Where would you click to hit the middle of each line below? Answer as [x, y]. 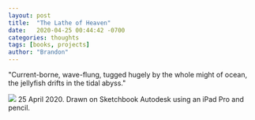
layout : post [30, 15]
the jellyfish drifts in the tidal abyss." [67, 83]
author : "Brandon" [38, 52]
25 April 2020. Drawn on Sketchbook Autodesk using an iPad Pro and [131, 99]
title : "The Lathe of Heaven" [60, 23]
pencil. [19, 108]
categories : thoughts [44, 37]
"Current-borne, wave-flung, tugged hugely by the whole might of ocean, [127, 75]
